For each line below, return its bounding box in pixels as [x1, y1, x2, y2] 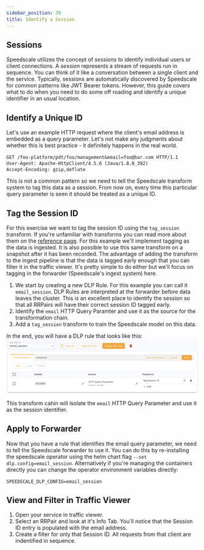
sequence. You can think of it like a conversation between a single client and [6, 69, 199, 76]
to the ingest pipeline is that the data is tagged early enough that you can [6, 257, 190, 264]
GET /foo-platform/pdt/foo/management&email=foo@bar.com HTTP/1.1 [6, 155, 178, 161]
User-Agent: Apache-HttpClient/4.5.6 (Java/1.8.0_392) [6, 161, 149, 167]
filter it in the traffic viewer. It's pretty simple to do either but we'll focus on [6, 263, 194, 270]
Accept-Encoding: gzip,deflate [6, 167, 86, 173]
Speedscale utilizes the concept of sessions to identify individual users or [6, 56, 191, 64]
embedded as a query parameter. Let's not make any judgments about [6, 135, 183, 143]
